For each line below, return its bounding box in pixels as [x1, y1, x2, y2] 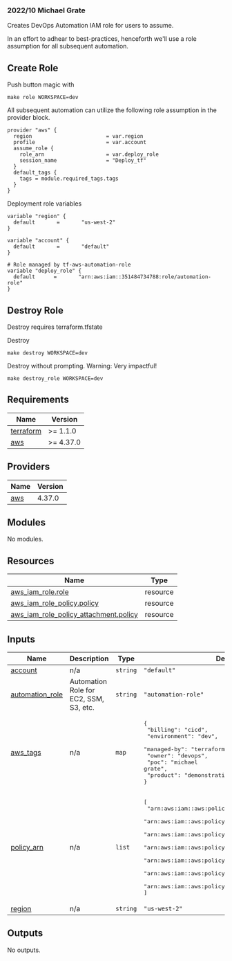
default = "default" [13, 243, 110, 251]
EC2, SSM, [69, 694, 105, 703]
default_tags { [13, 169, 57, 177]
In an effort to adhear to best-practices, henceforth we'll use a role [7, 35, 197, 43]
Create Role [7, 62, 59, 74]
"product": [147, 771, 182, 779]
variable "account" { [7, 237, 70, 244]
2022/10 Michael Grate [7, 6, 86, 15]
